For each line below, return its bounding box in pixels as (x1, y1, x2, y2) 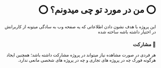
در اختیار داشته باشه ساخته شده (98, 29, 156, 34)
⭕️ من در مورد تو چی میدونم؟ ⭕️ (38, 4, 156, 16)
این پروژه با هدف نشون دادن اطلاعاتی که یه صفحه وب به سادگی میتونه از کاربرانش (4, 23, 156, 30)
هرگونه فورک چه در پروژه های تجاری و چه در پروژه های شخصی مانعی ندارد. (18, 57, 156, 63)
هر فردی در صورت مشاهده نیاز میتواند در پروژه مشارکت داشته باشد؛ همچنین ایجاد (6, 52, 156, 58)
